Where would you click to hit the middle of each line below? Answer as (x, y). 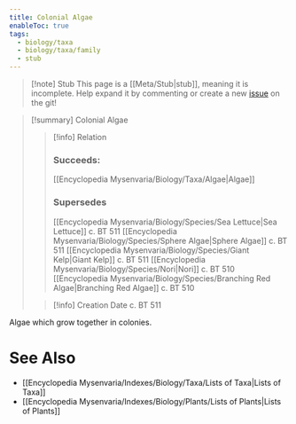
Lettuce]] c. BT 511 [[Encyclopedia (115, 231)
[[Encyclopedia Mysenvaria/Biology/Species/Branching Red (162, 278)
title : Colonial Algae (51, 17)
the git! (44, 102)
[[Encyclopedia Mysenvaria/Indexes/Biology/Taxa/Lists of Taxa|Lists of (152, 382)
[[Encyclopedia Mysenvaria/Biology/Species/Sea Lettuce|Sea (165, 222)
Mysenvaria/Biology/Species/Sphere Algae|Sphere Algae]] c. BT (170, 240)
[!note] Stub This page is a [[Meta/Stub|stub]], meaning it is (140, 84)
